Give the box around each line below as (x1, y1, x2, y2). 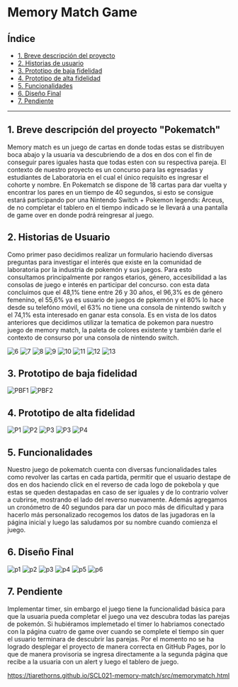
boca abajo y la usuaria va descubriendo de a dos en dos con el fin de (7, 150, 212, 158)
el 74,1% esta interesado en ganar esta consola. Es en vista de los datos (7, 310, 217, 319)
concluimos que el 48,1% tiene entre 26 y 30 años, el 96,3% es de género (7, 288, 223, 296)
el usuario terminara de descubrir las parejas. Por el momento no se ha (7, 634, 215, 643)
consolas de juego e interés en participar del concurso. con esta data (7, 280, 210, 288)
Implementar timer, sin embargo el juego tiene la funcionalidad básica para (7, 605, 225, 613)
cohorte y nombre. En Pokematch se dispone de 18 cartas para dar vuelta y (7, 180, 227, 189)
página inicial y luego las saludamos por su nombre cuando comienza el (7, 518, 218, 526)
